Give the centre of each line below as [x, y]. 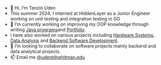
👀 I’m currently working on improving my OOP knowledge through [79, 24]
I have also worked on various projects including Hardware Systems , [82, 35]
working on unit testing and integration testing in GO [65, 19]
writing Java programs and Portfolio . [48, 30]
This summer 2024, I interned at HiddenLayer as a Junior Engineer [80, 13]
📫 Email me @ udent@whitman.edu [48, 57]
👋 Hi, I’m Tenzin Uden [33, 8]
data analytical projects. [35, 51]
